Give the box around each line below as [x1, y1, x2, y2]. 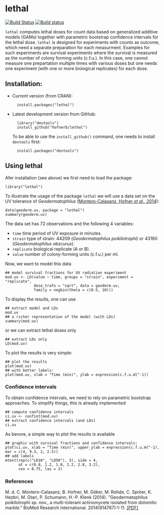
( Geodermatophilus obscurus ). [12, 240, 75, 246]
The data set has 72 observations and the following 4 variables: [5, 220, 134, 227]
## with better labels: [5, 368, 54, 373]
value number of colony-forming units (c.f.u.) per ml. [12, 251, 119, 257]
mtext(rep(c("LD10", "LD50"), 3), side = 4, [5, 458, 98, 463]
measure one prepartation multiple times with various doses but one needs [5, 60, 158, 66]
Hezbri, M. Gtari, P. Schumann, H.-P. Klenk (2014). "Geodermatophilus [5, 494, 148, 500]
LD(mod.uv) [5, 341, 28, 346]
